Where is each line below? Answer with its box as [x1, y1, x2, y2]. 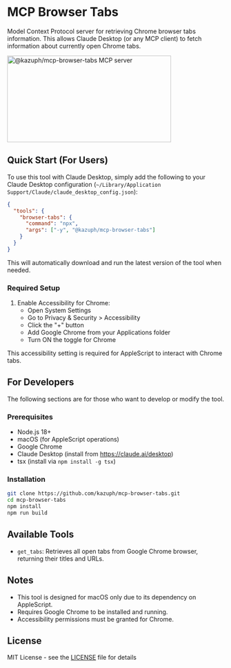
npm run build [7, 509, 48, 516]
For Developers [7, 377, 74, 388]
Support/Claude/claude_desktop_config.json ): [7, 188, 138, 196]
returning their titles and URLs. [17, 554, 105, 563]
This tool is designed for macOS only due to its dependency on [17, 593, 197, 601]
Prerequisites [7, 412, 53, 422]
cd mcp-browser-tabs [7, 496, 67, 504]
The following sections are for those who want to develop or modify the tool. [7, 395, 225, 403]
